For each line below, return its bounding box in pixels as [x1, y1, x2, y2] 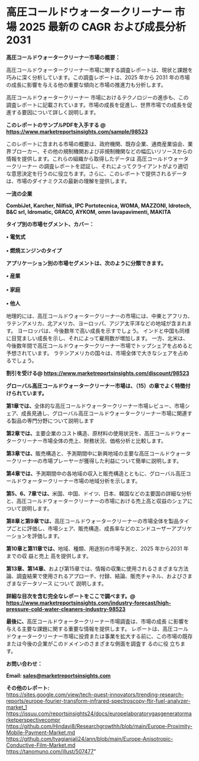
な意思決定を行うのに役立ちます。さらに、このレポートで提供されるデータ [6, 170, 188, 177]
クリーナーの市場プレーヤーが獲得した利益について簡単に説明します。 [11, 457, 182, 464]
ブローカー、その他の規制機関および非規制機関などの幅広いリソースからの [11, 147, 193, 155]
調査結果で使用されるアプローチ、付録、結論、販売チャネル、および [16, 572, 182, 580]
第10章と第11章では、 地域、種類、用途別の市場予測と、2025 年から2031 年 [6, 545, 189, 552]
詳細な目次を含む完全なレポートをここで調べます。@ [6, 592, 136, 599]
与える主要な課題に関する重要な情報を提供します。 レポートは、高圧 [6, 625, 174, 632]
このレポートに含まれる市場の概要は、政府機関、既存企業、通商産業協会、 [6, 140, 188, 147]
